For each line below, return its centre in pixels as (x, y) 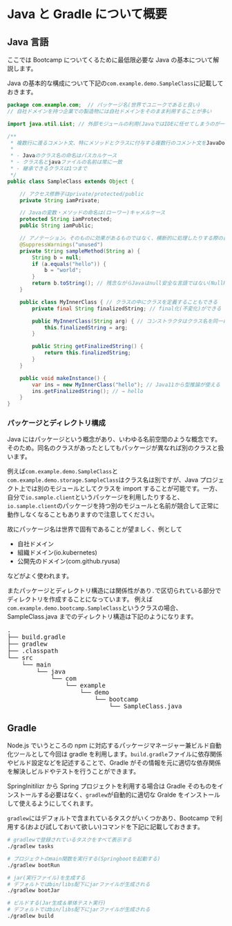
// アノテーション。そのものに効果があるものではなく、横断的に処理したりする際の (121, 238)
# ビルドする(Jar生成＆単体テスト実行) (57, 903)
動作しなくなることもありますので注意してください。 (83, 515)
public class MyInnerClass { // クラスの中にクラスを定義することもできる (119, 302)
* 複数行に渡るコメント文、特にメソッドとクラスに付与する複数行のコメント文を (108, 143)
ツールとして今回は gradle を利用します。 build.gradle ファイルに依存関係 (117, 754)
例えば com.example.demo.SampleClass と (63, 471)
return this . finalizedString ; (87, 353)
